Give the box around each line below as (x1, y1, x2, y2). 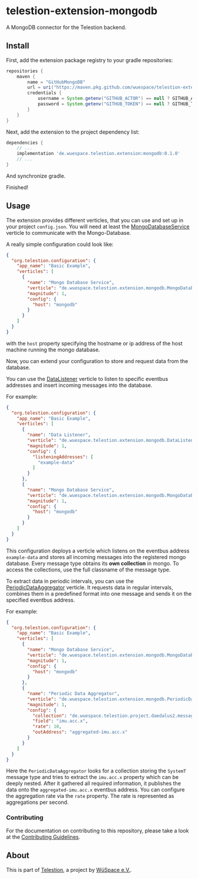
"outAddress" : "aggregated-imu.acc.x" (32, 729, 128, 735)
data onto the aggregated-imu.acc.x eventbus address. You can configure (6, 786, 185, 793)
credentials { (27, 90, 62, 96)
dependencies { (6, 140, 44, 146)
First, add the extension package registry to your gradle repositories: (6, 56, 173, 63)
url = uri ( (27, 85, 54, 91)
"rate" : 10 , (32, 723, 62, 730)
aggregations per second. (6, 799, 69, 806)
